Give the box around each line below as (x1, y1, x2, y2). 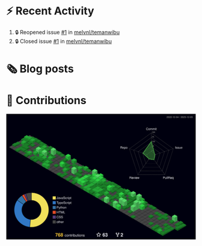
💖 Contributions (6, 94, 87, 108)
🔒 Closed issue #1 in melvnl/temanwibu (14, 37, 112, 45)
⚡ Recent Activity (6, 4, 94, 18)
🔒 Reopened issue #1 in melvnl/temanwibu (14, 28, 120, 35)
